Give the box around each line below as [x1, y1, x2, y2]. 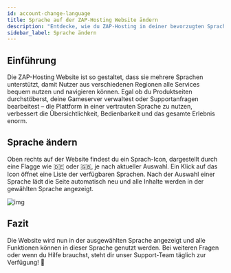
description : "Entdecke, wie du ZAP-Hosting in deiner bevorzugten [7, 23, 205, 30]
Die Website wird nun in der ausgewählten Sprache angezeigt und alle [7, 236, 206, 244]
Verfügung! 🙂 [7, 258, 45, 266]
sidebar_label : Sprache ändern [7, 29, 97, 36]
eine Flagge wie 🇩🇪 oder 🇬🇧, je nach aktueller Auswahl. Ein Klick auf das [7, 162, 218, 171]
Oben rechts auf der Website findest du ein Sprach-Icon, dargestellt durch [7, 155, 218, 163]
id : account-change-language [7, 10, 91, 17]
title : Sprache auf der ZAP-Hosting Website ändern [7, 17, 158, 23]
